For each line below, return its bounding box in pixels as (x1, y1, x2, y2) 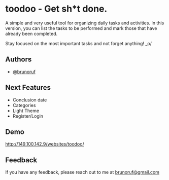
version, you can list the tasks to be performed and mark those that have (5, 25, 157, 31)
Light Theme (12, 107, 40, 114)
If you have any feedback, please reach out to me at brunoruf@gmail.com (5, 169, 160, 175)
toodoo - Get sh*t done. (5, 3, 108, 15)
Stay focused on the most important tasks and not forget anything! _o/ (5, 40, 152, 46)
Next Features (5, 83, 51, 92)
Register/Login (12, 113, 44, 119)
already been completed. (5, 30, 57, 37)
